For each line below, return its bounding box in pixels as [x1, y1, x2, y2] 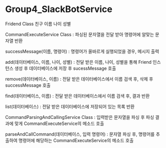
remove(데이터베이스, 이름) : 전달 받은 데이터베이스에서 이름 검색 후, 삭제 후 [5, 76, 153, 82]
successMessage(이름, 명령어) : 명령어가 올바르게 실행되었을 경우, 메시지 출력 [5, 48, 159, 54]
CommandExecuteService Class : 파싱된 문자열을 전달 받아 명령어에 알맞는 [5, 31, 154, 37]
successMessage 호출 [5, 82, 51, 88]
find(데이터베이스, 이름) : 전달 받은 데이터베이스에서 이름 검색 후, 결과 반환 [5, 93, 150, 99]
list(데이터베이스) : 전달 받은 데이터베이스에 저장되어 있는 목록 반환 [5, 103, 135, 109]
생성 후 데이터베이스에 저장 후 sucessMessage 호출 [14, 65, 116, 71]
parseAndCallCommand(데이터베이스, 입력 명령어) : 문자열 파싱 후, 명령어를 [5, 131, 155, 137]
